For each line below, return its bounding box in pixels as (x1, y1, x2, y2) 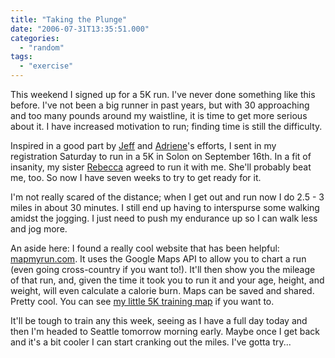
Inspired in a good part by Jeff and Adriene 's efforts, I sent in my (10, 140, 277, 151)
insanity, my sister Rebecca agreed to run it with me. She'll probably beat (10, 161, 312, 173)
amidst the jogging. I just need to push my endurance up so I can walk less (10, 212, 318, 224)
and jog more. (10, 223, 68, 235)
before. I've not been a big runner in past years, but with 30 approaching (10, 99, 310, 111)
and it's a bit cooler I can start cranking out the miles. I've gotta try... (10, 336, 292, 348)
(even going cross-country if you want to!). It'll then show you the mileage (10, 264, 316, 275)
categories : (10, 33, 60, 43)
